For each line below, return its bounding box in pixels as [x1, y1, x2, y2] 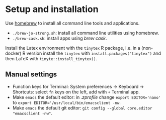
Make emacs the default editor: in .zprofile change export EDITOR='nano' [12, 94, 161, 100]
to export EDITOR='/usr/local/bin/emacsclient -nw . [12, 99, 121, 105]
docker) [5, 50, 22, 56]
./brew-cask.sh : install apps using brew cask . [12, 35, 107, 41]
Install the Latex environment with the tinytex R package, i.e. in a [5, 45, 141, 51]
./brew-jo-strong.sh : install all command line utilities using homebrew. [12, 30, 159, 36]
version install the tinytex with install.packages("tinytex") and [26, 50, 161, 56]
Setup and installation [5, 4, 99, 15]
